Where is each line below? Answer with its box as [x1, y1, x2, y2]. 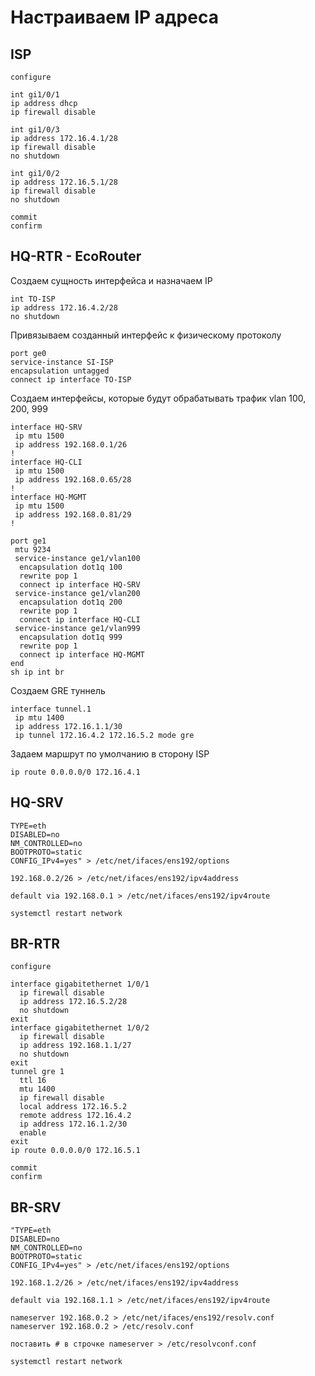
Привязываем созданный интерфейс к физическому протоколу [10, 329, 282, 341]
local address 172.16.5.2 [19, 1102, 128, 1112]
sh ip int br [10, 667, 65, 677]
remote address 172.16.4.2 [19, 1111, 132, 1121]
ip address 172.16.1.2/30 [19, 1119, 128, 1130]
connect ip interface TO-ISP [10, 374, 132, 385]
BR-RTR [10, 936, 61, 953]
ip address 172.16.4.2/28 [10, 302, 118, 313]
